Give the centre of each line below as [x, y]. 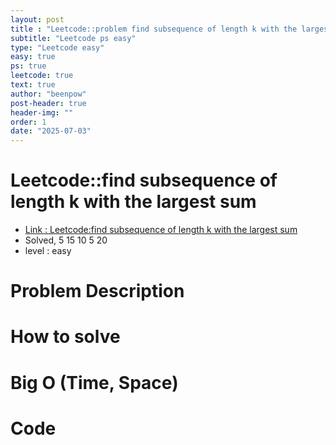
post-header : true [48, 103]
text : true [33, 85]
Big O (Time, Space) [94, 382]
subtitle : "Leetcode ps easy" [73, 38]
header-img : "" [42, 112]
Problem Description [97, 291]
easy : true [33, 57]
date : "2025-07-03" [51, 131]
